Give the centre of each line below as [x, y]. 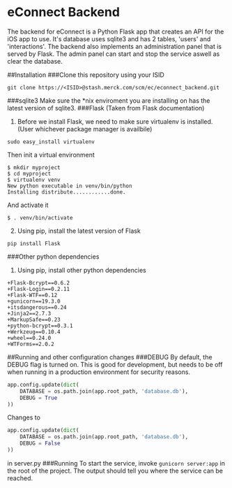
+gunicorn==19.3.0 [34, 301]
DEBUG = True [39, 398]
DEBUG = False [40, 444]
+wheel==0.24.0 [29, 338]
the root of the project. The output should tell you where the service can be [115, 471]
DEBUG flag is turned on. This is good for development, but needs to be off [115, 364]
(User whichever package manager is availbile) [85, 129]
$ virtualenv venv [34, 180]
